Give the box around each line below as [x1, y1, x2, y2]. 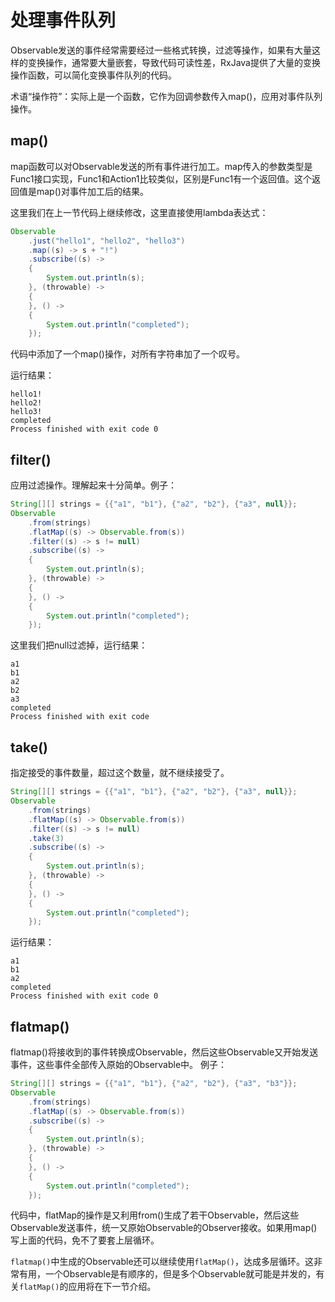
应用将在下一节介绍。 [68, 1281, 157, 1293]
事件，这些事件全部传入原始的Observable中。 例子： [10, 1059, 228, 1071]
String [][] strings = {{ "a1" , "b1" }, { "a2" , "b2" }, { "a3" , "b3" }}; [10, 1079, 298, 1089]
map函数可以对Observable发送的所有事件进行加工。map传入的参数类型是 [10, 160, 313, 172]
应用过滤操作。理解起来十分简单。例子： [10, 479, 177, 491]
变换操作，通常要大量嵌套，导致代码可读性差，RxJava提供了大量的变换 [27, 56, 321, 68]
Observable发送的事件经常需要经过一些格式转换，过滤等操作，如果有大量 [10, 44, 313, 56]
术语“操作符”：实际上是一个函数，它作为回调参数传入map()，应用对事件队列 [10, 90, 323, 102]
